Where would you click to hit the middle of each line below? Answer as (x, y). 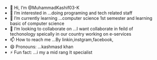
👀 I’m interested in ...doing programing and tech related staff (71, 13)
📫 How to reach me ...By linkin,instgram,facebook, (61, 39)
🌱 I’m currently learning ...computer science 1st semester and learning (81, 18)
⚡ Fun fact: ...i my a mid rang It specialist (51, 52)
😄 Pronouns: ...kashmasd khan (41, 47)
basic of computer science (37, 23)
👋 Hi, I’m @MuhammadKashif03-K (45, 8)
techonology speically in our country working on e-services (71, 34)
